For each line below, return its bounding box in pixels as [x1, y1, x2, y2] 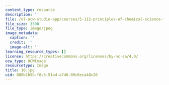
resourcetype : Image [5, 63, 49, 68]
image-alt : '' [10, 44, 39, 49]
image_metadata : [5, 30, 39, 35]
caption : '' [10, 35, 35, 40]
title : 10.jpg [5, 68, 35, 73]
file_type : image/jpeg [5, 26, 53, 31]
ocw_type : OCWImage [5, 58, 46, 63]
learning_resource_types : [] [5, 49, 66, 54]
